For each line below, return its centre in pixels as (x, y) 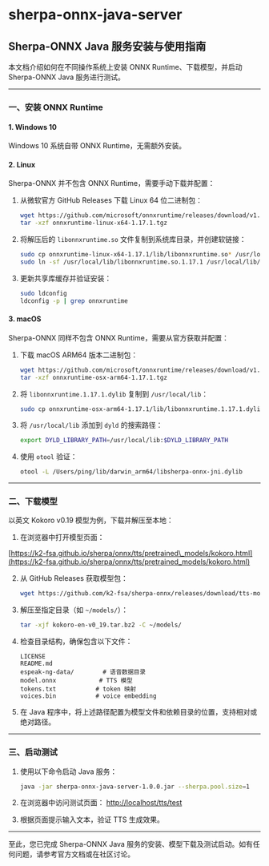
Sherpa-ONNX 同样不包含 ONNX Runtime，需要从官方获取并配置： (119, 337)
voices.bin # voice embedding (88, 696)
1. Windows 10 (33, 127)
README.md (36, 664)
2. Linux (22, 164)
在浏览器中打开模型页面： (62, 538)
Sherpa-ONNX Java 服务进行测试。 (67, 77)
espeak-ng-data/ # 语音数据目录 (83, 672)
